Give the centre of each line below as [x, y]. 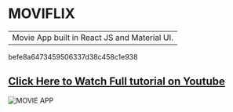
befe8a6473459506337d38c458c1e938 [73, 56]
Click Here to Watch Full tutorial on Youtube [116, 82]
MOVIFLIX [42, 14]
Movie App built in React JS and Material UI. [93, 38]
